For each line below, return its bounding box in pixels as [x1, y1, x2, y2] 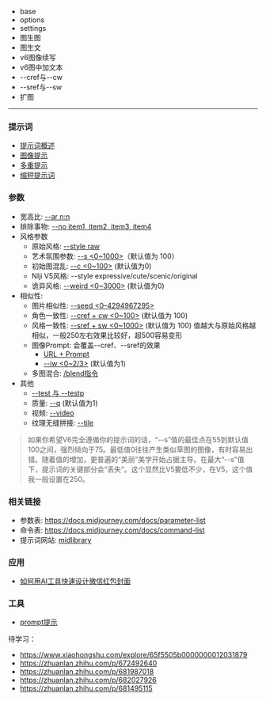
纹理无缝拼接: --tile [31, 418, 93, 427]
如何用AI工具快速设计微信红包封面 [19, 577, 131, 586]
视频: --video [31, 407, 74, 418]
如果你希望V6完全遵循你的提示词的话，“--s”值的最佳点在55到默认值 [27, 434, 249, 444]
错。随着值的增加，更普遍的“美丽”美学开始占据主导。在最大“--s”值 [27, 454, 245, 464]
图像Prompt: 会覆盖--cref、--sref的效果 [31, 340, 161, 350]
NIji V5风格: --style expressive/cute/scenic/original [31, 271, 198, 280]
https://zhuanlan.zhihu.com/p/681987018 [19, 667, 154, 676]
